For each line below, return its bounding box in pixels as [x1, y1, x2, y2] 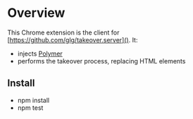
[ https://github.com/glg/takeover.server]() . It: [7, 35, 138, 44]
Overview [7, 5, 66, 21]
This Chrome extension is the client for [7, 28, 120, 37]
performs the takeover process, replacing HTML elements [17, 56, 186, 65]
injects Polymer [17, 49, 63, 58]
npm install [17, 96, 50, 104]
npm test [17, 104, 44, 112]
